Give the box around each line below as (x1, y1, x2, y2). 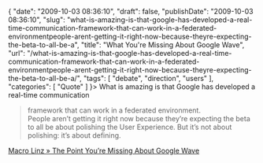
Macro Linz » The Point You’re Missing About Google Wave (8, 146, 200, 155)
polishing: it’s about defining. (27, 131, 121, 140)
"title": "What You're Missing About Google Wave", (80, 40, 245, 50)
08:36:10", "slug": (8, 15, 65, 24)
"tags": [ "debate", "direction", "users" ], (83, 74, 214, 83)
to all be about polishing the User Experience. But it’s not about (27, 122, 232, 132)
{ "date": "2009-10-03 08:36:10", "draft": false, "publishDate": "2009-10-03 (8, 7, 254, 16)
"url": (8, 49, 26, 57)
